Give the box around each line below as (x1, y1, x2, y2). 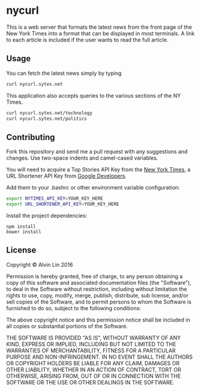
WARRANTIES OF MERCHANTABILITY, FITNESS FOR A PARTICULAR (6, 347, 176, 354)
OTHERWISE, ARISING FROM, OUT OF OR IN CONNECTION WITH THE (6, 372, 181, 380)
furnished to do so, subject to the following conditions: (6, 304, 141, 312)
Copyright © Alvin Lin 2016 (6, 261, 73, 268)
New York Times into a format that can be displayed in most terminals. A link (6, 29, 195, 37)
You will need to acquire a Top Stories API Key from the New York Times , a (6, 166, 191, 173)
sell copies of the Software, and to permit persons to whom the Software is (6, 298, 192, 305)
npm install (6, 223, 36, 230)
